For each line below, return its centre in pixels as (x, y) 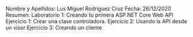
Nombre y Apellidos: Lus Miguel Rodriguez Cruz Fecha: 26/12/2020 (88, 9)
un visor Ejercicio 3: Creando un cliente (54, 27)
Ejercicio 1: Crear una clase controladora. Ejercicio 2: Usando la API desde (96, 21)
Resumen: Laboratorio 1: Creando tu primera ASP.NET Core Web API (90, 15)
